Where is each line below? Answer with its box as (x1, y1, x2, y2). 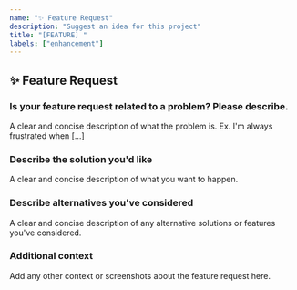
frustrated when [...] (9, 129, 85, 141)
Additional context (9, 250, 94, 263)
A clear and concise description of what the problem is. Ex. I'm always (9, 120, 273, 131)
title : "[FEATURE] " (9, 30, 88, 39)
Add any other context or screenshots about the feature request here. (9, 270, 271, 281)
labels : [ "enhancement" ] (9, 38, 104, 48)
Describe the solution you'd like (9, 152, 153, 165)
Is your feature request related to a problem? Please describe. (9, 99, 289, 112)
